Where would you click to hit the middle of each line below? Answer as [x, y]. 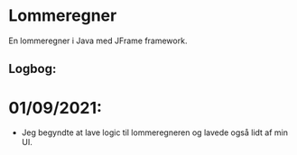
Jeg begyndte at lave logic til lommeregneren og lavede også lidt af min [155, 132]
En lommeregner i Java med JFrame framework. [98, 41]
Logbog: [32, 69]
